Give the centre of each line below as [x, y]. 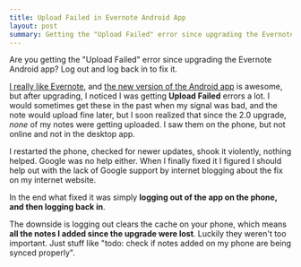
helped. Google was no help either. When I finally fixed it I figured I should [146, 161]
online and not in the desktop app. [73, 134]
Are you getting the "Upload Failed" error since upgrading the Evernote [141, 60]
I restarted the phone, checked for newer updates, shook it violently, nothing [150, 151]
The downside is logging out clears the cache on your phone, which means [148, 224]
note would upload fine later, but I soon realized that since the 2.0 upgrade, [148, 115]
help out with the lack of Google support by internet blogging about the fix [146, 170]
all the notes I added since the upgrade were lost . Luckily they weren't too [148, 234]
